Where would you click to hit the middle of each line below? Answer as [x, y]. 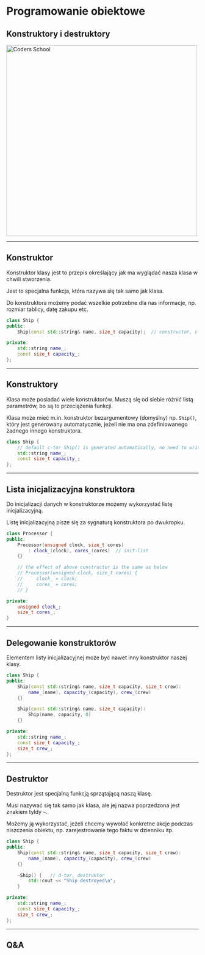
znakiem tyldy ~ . [27, 812]
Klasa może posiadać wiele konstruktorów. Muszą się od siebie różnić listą [100, 399]
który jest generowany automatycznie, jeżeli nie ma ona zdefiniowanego [97, 424]
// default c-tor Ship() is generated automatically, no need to [102, 447]
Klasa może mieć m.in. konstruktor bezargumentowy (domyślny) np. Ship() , [102, 417]
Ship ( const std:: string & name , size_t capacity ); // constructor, [105, 332]
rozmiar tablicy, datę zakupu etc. [47, 309]
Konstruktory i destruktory [58, 34]
